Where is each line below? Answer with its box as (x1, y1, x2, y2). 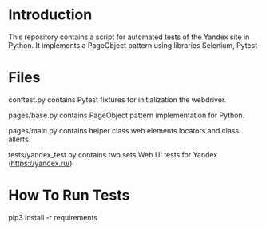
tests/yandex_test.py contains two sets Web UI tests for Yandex (8, 149, 218, 159)
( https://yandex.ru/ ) (8, 158, 73, 168)
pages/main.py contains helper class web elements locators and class (8, 125, 240, 135)
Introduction (8, 6, 93, 24)
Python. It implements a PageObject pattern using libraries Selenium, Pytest (8, 40, 258, 50)
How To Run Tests (8, 186, 130, 204)
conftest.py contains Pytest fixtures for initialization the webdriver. (8, 94, 227, 105)
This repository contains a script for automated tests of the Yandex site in (8, 32, 250, 42)
